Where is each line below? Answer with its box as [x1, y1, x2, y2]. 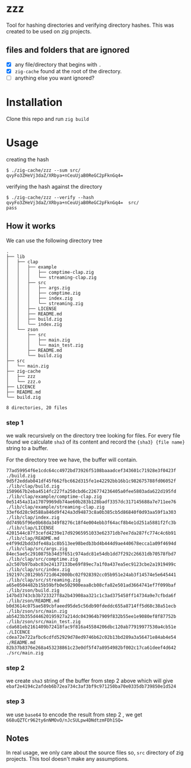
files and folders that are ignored [6, 45, 130, 55]
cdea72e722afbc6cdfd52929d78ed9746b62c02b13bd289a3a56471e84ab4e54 [6, 634, 177, 640]
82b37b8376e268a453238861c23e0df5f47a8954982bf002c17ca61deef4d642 [6, 645, 177, 651]
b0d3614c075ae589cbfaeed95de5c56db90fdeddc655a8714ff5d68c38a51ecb [6, 603, 177, 609]
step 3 [6, 697, 25, 705]
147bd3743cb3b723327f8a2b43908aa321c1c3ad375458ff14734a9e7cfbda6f [6, 592, 177, 598]
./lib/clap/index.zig [6, 514, 60, 520]
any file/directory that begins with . [14, 61, 102, 68]
